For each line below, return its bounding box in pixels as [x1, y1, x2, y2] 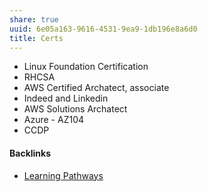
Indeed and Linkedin [23, 92, 109, 105]
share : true [9, 14, 59, 25]
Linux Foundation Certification [23, 61, 149, 73]
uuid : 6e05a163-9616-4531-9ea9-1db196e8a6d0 [9, 24, 198, 34]
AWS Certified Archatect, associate [23, 82, 170, 94]
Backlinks [9, 147, 52, 159]
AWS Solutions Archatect [23, 103, 128, 115]
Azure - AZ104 [23, 114, 85, 126]
